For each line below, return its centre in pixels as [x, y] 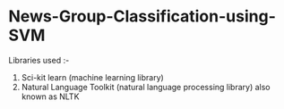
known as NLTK [50, 96]
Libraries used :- [39, 60]
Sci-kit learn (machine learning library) [93, 77]
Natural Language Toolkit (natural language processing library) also [146, 87]
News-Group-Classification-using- [142, 17]
